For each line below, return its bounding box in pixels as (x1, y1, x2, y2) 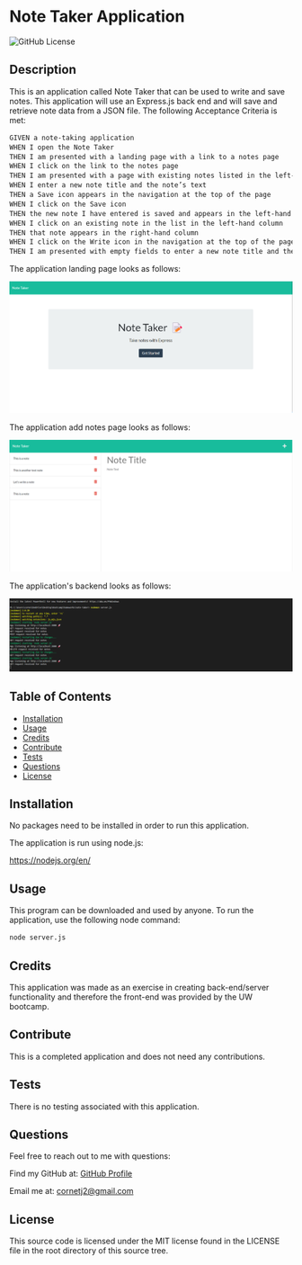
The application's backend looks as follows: (9, 580, 172, 591)
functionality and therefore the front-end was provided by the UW (9, 991, 253, 1002)
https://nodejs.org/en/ (9, 855, 92, 866)
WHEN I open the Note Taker (9, 142, 115, 152)
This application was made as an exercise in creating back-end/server (9, 982, 270, 992)
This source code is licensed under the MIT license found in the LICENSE (9, 1235, 280, 1247)
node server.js (9, 933, 67, 942)
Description (9, 62, 76, 77)
